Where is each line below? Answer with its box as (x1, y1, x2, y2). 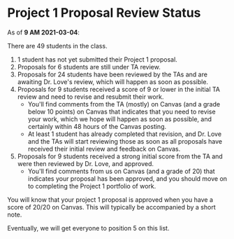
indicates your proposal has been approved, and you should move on (27, 174, 228, 183)
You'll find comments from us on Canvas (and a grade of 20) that (27, 167, 215, 175)
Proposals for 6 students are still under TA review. (17, 62, 161, 71)
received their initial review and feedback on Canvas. (27, 144, 181, 153)
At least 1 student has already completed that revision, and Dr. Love (27, 130, 222, 138)
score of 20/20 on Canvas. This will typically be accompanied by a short (7, 203, 216, 211)
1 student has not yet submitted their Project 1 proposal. (17, 55, 178, 64)
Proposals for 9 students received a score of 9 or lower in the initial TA (17, 85, 220, 93)
